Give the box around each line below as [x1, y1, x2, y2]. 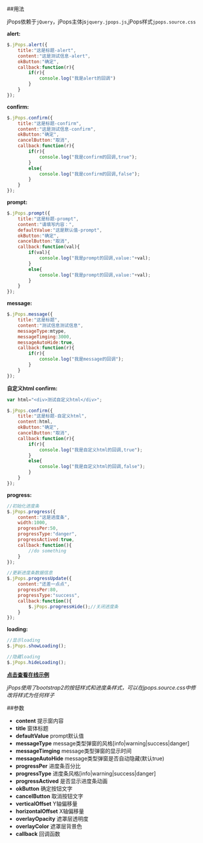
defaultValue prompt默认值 [15, 732, 84, 739]
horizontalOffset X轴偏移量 [15, 807, 84, 815]
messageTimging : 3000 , [17, 333, 72, 339]
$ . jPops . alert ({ [7, 42, 48, 48]
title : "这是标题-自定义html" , [17, 413, 87, 419]
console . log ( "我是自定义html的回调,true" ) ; [39, 447, 143, 453]
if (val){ [28, 250, 51, 256]
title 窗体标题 [15, 724, 49, 731]
